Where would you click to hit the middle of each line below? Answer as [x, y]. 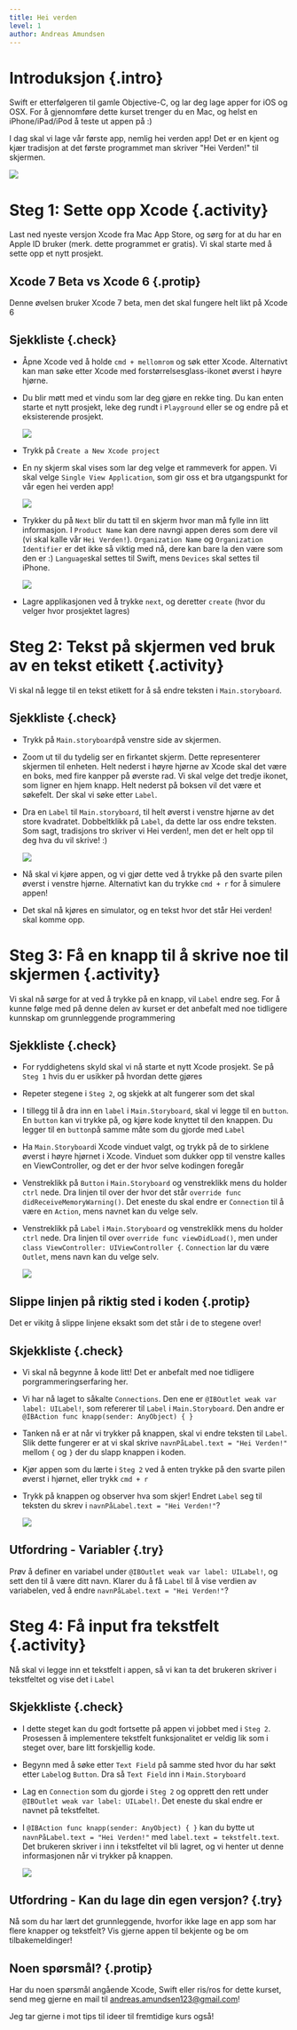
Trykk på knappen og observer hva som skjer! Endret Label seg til [142, 1496]
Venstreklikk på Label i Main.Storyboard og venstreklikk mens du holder [152, 1229]
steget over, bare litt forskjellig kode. [89, 1747]
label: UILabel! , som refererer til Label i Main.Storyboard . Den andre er [153, 1408]
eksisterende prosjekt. [63, 416]
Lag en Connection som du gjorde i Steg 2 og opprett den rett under [145, 1791]
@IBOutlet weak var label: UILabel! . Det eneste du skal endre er [142, 1801]
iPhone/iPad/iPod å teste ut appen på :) [81, 122]
